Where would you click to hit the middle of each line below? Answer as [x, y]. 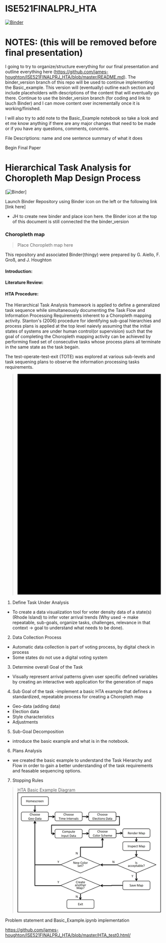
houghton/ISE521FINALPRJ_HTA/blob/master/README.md [65, 77]
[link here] [16, 207]
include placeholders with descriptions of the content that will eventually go [82, 92]
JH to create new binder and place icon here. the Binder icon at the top [84, 216]
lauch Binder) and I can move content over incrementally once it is [72, 103]
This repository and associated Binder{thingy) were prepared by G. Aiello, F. [83, 255]
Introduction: [19, 271]
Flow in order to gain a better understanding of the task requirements [83, 766]
